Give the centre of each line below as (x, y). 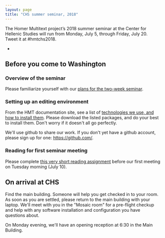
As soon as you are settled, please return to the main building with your (78, 199)
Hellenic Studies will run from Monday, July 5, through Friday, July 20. (76, 34)
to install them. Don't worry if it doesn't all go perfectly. (61, 123)
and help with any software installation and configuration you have (73, 210)
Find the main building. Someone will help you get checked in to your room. (82, 194)
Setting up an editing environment (47, 102)
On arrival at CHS (32, 182)
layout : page (19, 10)
